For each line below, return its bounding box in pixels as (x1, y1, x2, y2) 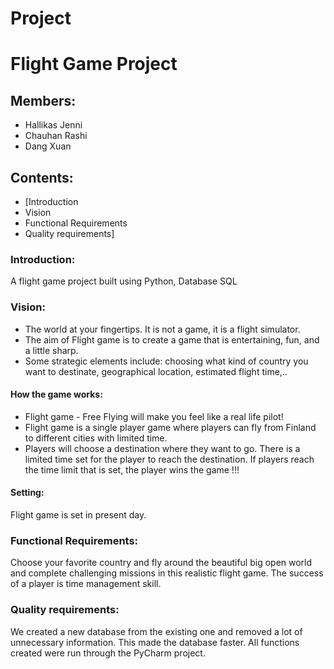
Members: (10, 92, 77, 109)
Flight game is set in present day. (10, 509, 147, 521)
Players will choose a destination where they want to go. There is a (24, 442, 301, 454)
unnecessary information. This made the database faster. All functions (10, 636, 300, 648)
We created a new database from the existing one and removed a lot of (10, 625, 303, 637)
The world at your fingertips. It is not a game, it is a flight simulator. (24, 323, 301, 335)
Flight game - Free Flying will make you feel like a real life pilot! (24, 410, 284, 422)
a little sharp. (24, 344, 79, 356)
